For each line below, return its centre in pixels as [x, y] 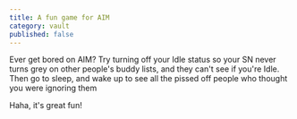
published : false [42, 34]
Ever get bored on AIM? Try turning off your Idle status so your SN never [143, 60]
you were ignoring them [53, 88]
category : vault [39, 26]
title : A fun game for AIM [59, 17]
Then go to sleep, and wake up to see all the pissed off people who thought [148, 79]
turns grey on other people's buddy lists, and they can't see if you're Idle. [144, 69]
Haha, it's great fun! [46, 106]
